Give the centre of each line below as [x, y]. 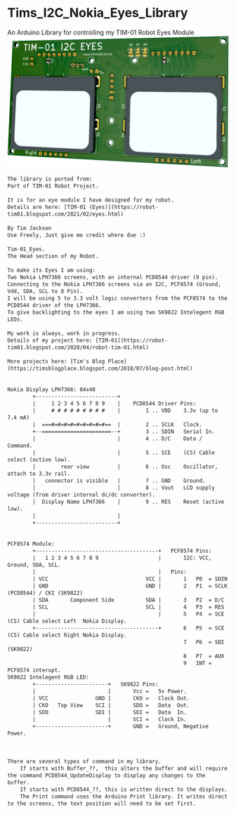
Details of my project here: [50, 341]
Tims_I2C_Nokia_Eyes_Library [98, 13]
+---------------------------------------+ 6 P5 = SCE [129, 628]
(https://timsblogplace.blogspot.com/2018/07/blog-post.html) [100, 369]
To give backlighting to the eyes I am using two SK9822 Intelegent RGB [116, 313]
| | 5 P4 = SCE [129, 614]
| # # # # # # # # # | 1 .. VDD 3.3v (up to [125, 411]
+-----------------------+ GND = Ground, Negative [121, 727]
